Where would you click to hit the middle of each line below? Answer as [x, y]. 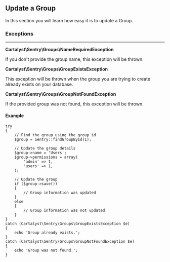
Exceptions [19, 33]
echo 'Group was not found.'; [46, 250]
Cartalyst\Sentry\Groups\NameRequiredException [59, 50]
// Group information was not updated [64, 211]
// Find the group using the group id [55, 135]
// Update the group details [45, 148]
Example [15, 116]
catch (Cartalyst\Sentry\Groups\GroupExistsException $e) [68, 224]
